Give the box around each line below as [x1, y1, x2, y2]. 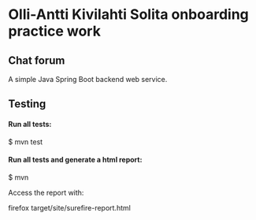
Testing [8, 97, 46, 111]
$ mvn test [8, 136, 43, 147]
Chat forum [8, 54, 65, 67]
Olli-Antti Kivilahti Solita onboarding [8, 6, 250, 24]
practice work [8, 22, 101, 40]
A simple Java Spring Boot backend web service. [8, 75, 168, 84]
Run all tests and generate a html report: [8, 155, 143, 165]
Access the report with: [8, 188, 84, 197]
